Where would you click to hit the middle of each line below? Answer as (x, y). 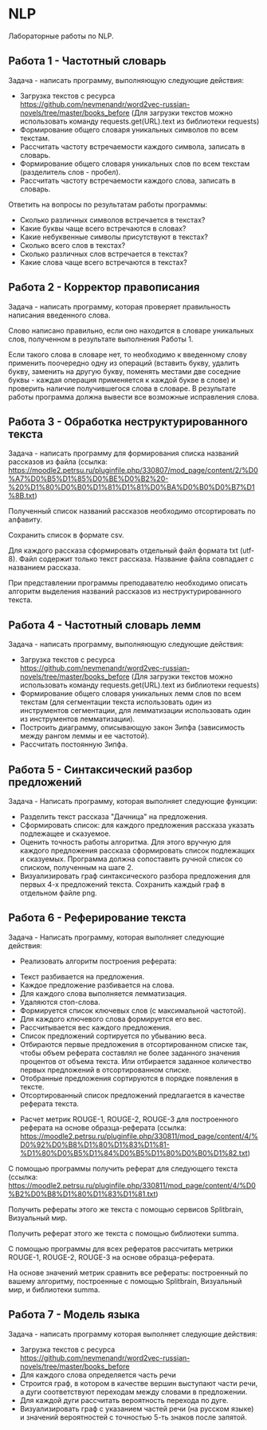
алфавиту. (25, 520)
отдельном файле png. (58, 893)
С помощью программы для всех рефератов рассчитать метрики (121, 1248)
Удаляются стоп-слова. (60, 1002)
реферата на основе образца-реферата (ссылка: (103, 1127)
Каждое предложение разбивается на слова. (97, 985)
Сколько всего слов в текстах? (73, 245)
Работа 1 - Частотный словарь (87, 61)
